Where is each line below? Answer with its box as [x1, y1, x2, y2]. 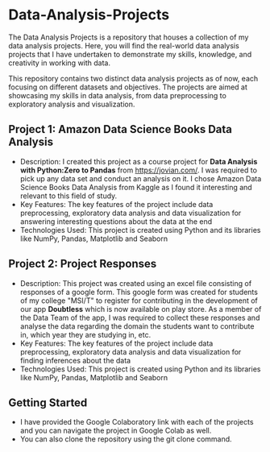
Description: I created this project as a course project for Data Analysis [19, 156, 258, 166]
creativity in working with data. [8, 58, 111, 68]
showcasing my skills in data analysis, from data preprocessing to [8, 90, 227, 100]
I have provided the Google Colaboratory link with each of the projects [19, 417, 254, 427]
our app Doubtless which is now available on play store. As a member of [19, 304, 262, 313]
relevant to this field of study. [19, 191, 118, 201]
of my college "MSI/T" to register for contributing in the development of [19, 296, 258, 305]
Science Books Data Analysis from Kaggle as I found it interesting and [19, 182, 252, 192]
